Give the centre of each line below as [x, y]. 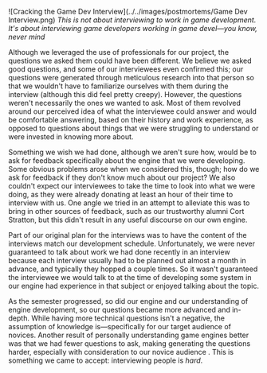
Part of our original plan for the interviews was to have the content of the [128, 235]
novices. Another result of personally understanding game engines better [129, 335]
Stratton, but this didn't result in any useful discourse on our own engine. [128, 220]
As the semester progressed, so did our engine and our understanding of [128, 301]
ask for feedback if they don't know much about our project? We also [122, 177]
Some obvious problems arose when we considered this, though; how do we [134, 169]
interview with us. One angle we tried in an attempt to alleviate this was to [129, 203]
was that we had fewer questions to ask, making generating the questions [130, 344]
